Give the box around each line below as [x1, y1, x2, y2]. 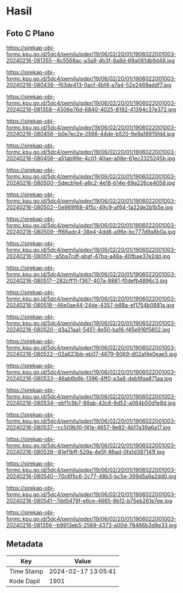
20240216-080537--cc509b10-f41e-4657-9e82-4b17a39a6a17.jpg [6, 424, 171, 431]
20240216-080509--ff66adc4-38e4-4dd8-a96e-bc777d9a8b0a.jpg [6, 228, 176, 235]
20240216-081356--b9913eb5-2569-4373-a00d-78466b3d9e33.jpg [6, 522, 177, 529]
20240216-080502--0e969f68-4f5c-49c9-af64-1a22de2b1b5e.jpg [6, 203, 173, 211]
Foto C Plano [6, 28, 55, 39]
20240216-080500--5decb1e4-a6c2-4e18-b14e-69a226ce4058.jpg [6, 179, 175, 186]
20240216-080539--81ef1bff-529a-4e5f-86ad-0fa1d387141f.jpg [6, 449, 165, 455]
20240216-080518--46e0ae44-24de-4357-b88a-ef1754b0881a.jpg [6, 302, 175, 308]
